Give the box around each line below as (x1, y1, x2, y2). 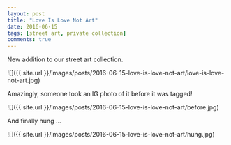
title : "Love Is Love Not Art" (7, 17, 98, 24)
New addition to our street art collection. (7, 55, 124, 63)
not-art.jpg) (7, 76, 40, 84)
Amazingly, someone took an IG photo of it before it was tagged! (7, 90, 193, 98)
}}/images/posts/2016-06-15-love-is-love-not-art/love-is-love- (43, 69, 225, 77)
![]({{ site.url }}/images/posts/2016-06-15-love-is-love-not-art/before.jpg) (7, 103, 220, 112)
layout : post (7, 10, 45, 17)
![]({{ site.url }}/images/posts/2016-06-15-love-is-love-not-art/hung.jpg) (7, 130, 215, 139)
